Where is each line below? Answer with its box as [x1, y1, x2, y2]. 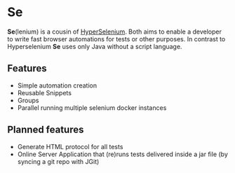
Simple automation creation [17, 81, 98, 90]
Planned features [7, 124, 84, 136]
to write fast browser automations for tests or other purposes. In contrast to [7, 34, 226, 43]
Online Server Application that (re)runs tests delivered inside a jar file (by [17, 150, 228, 158]
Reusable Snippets [17, 88, 72, 97]
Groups [17, 96, 39, 104]
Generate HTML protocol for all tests [17, 142, 123, 151]
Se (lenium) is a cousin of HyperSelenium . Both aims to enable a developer [7, 27, 222, 36]
